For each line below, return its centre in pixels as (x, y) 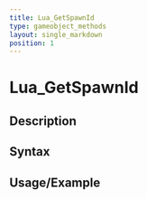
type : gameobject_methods (58, 26)
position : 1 (32, 43)
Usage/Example (55, 182)
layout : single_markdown (56, 34)
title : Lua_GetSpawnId (52, 18)
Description (43, 121)
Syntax (30, 152)
